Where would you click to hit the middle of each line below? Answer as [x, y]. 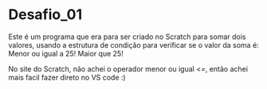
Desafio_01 [45, 15]
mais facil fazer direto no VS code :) [67, 77]
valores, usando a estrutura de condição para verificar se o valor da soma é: [133, 44]
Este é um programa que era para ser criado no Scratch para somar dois [127, 37]
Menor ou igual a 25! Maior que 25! [66, 53]
